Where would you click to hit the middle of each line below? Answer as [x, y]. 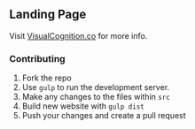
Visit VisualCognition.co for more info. [78, 35]
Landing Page [48, 15]
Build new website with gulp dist [83, 106]
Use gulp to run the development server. [96, 87]
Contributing [37, 58]
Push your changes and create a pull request [104, 116]
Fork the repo [47, 78]
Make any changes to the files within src [96, 97]
